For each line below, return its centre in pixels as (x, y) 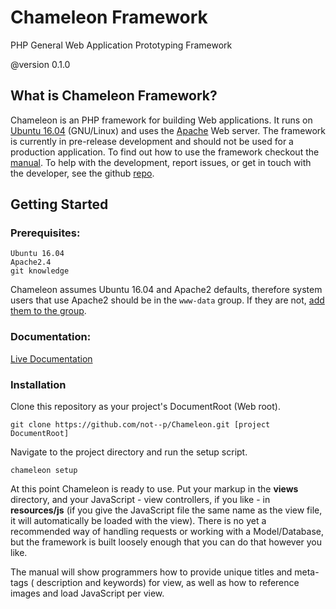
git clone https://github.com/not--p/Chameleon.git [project (140, 425)
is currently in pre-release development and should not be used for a (152, 141)
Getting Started (59, 204)
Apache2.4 (31, 262)
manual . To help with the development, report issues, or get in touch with (161, 162)
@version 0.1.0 (40, 64)
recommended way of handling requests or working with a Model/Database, (167, 532)
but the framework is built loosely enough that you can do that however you (166, 542)
